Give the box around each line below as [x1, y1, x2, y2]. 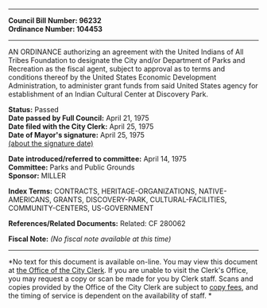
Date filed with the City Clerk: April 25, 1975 [8, 122, 154, 131]
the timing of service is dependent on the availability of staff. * [8, 291, 212, 300]
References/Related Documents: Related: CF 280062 [8, 219, 186, 228]
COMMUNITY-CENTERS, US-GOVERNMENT [8, 204, 154, 212]
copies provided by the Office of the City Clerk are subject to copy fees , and [8, 283, 258, 291]
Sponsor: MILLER [8, 171, 66, 180]
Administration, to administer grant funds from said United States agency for [8, 81, 258, 90]
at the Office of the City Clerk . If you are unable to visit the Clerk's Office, [8, 266, 249, 275]
